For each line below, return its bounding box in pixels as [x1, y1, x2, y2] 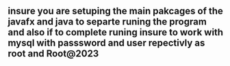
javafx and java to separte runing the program [8, 16, 207, 28]
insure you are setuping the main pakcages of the [8, 5, 223, 17]
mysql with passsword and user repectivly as [8, 37, 205, 49]
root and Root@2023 [8, 48, 99, 60]
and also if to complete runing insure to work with [8, 27, 224, 38]
